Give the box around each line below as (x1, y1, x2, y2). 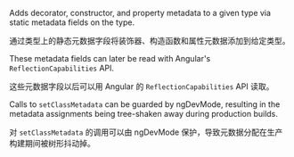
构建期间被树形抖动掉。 (9, 138, 95, 148)
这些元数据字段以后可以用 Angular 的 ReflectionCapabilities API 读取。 (9, 81, 274, 92)
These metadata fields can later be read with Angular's (9, 54, 211, 63)
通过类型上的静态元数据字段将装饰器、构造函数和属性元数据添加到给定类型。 (9, 36, 290, 45)
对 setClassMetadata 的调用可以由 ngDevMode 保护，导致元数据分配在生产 (9, 127, 283, 137)
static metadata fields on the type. (9, 17, 135, 28)
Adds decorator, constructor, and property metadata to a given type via (9, 8, 272, 18)
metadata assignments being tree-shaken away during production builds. (9, 109, 279, 119)
